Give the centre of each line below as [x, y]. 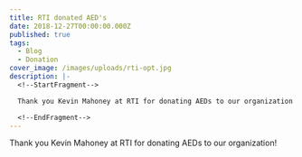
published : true [40, 34]
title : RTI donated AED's [58, 18]
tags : [19, 43]
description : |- [40, 77]
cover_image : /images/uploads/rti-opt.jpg [90, 69]
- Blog [30, 51]
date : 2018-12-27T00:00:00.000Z [70, 26]
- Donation [38, 60]
